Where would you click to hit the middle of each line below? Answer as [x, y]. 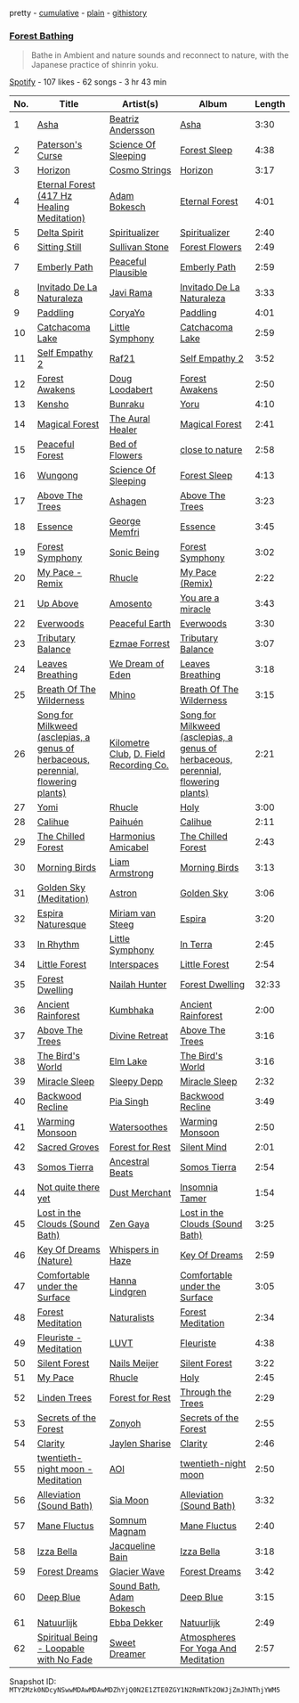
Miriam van [132, 913]
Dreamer [128, 1654]
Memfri [124, 532]
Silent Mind [203, 1147]
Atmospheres [208, 1637]
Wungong [57, 476]
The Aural [129, 419]
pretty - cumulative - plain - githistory [78, 13]
